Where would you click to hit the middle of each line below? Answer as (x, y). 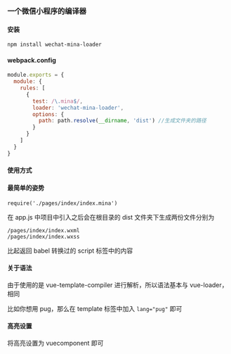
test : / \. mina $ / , (58, 101)
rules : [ (33, 88)
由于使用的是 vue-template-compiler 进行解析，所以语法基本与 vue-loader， (118, 285)
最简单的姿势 (26, 187)
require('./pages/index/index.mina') (62, 203)
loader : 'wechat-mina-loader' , (78, 108)
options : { (48, 114)
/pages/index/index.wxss (44, 236)
